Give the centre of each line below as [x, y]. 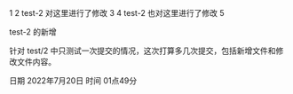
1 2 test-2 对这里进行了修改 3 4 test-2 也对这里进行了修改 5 [117, 13]
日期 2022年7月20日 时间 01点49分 [73, 81]
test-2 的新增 [33, 32]
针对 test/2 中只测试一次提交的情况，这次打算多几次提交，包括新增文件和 [143, 51]
